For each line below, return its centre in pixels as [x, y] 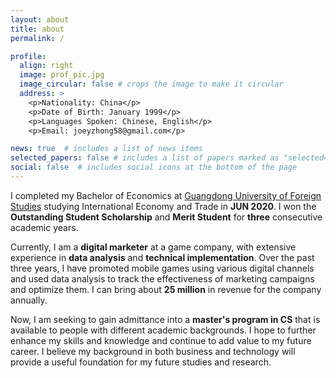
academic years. [44, 227]
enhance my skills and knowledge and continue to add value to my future [161, 340]
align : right [46, 66]
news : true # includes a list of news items [106, 149]
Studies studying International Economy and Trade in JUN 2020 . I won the [163, 206]
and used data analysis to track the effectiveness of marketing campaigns [162, 278]
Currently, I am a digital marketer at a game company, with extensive [153, 247]
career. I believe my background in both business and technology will [153, 351]
